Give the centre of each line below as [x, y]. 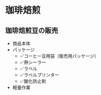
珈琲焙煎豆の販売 [32, 30]
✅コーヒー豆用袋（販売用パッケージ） [59, 56]
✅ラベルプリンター [39, 75]
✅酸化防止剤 [33, 81]
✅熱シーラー [33, 62]
